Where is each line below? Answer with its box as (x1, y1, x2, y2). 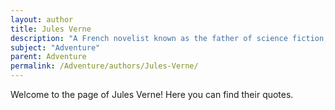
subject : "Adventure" (10, 42, 101, 53)
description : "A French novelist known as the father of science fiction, (10, 33, 329, 43)
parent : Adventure (10, 52, 87, 62)
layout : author (10, 14, 74, 25)
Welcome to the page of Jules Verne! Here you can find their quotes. (10, 89, 294, 100)
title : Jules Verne (10, 24, 92, 34)
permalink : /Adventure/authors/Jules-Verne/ (10, 61, 199, 71)
